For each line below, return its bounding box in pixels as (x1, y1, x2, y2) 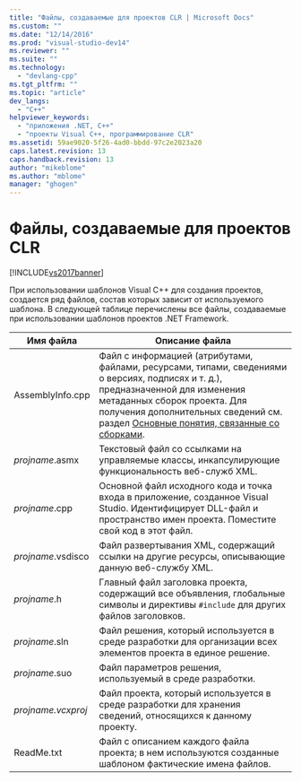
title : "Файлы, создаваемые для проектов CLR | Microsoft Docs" (9, 13, 254, 22)
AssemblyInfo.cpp (13, 389, 90, 402)
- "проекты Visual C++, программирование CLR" (17, 130, 194, 139)
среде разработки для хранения (98, 699, 241, 711)
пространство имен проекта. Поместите (98, 513, 277, 526)
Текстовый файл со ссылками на (98, 443, 242, 456)
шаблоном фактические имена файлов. (98, 758, 271, 770)
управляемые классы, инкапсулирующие (98, 454, 280, 466)
